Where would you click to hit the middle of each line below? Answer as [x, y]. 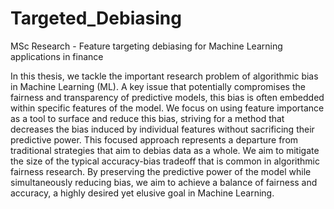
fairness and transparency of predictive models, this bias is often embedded [167, 97]
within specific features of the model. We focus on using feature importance [167, 108]
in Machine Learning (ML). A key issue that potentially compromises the [158, 86]
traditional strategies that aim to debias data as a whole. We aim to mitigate [165, 150]
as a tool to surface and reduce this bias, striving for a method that [147, 118]
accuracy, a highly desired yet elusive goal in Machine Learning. [142, 193]
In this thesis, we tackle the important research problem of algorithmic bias [164, 76]
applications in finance [57, 56]
